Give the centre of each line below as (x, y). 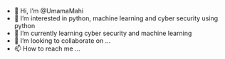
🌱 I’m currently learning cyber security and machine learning (103, 33)
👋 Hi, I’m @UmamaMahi (49, 11)
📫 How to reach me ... (47, 48)
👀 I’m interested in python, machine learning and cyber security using (116, 18)
